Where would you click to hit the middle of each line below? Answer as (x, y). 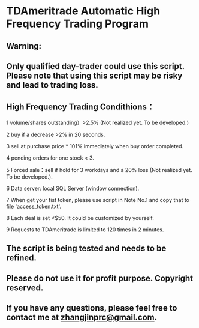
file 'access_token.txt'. (34, 206)
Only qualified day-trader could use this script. (95, 66)
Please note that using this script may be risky (94, 75)
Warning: (24, 46)
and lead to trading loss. (52, 85)
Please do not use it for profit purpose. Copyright (100, 278)
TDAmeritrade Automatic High (83, 11)
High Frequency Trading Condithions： (80, 107)
